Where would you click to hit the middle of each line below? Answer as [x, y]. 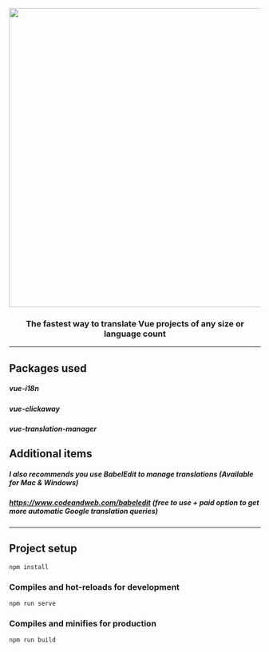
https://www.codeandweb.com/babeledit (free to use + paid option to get [134, 503]
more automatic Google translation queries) [84, 512]
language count [135, 334]
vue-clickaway [35, 409]
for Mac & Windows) [44, 483]
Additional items [51, 454]
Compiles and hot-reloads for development [95, 587]
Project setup [44, 549]
